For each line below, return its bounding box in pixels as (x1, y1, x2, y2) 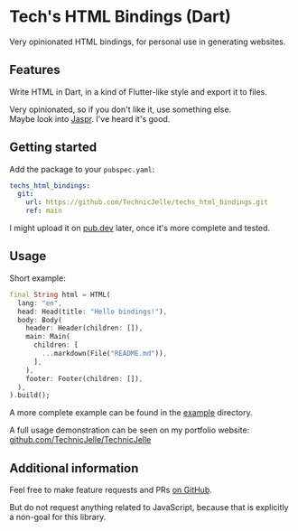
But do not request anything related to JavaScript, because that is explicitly (9, 502, 289, 513)
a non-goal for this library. (9, 512, 107, 523)
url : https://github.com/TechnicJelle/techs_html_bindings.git (25, 198, 269, 207)
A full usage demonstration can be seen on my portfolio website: (9, 424, 250, 435)
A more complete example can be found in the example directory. (9, 407, 253, 418)
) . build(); (9, 391, 51, 400)
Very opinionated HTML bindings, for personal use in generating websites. (9, 36, 286, 47)
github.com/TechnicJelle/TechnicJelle (9, 434, 152, 445)
